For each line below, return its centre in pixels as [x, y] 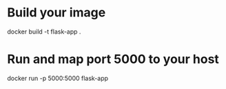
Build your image [56, 13]
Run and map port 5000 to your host [113, 59]
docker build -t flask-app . [44, 31]
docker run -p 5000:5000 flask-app [58, 78]
